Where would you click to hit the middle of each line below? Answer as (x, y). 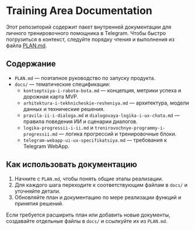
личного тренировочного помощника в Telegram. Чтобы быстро (86, 33)
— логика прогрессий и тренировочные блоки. (118, 134)
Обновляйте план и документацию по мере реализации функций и (98, 197)
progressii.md (40, 134)
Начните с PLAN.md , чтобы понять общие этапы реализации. (89, 179)
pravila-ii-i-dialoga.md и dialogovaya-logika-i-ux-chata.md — (101, 115)
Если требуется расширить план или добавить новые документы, (88, 215)
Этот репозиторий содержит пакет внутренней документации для (89, 27)
